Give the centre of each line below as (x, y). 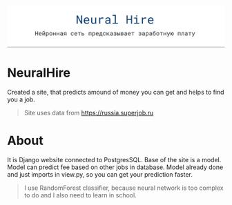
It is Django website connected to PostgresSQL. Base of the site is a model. (114, 159)
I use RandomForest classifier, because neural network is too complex (124, 188)
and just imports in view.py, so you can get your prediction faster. (100, 174)
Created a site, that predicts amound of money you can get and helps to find (116, 92)
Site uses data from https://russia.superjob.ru (89, 113)
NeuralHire (39, 73)
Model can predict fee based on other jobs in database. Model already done (115, 167)
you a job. (21, 99)
